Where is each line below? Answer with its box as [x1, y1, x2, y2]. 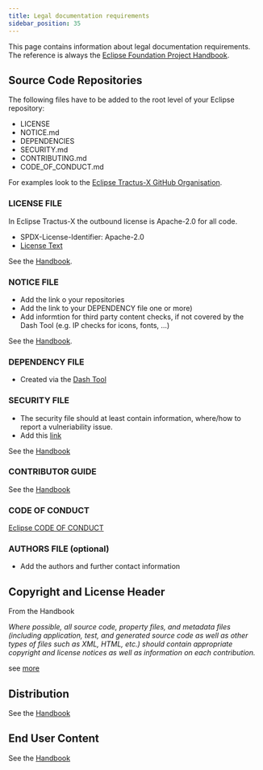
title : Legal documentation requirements [8, 11, 150, 20]
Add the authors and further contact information [19, 562, 181, 571]
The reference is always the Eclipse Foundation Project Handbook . [8, 50, 230, 60]
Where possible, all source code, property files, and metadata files [8, 622, 232, 632]
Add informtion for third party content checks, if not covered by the [19, 312, 244, 322]
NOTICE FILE [8, 276, 59, 288]
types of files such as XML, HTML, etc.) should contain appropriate [8, 639, 233, 649]
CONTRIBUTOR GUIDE [8, 466, 97, 478]
